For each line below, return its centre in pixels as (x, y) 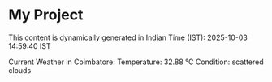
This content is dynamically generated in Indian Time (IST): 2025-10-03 (128, 37)
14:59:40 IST (30, 45)
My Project (46, 15)
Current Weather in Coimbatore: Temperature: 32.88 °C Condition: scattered (136, 62)
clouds (20, 70)
